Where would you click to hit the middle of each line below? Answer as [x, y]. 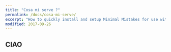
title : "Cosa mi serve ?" [33, 10]
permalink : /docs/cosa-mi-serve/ [41, 15]
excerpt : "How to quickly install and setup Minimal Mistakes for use [82, 19]
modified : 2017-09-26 [28, 24]
